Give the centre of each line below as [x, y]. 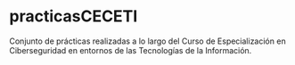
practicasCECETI [74, 16]
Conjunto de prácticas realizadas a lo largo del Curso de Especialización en [148, 41]
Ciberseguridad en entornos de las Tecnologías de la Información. [131, 50]
